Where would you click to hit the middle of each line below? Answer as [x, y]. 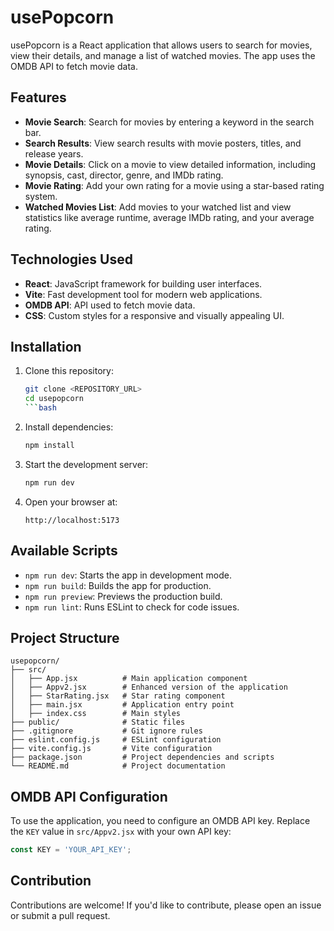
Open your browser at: [71, 502]
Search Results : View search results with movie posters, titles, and [163, 143]
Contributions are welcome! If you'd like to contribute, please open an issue [166, 905]
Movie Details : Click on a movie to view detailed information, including [170, 164]
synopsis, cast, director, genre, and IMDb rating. [124, 175]
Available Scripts [64, 551]
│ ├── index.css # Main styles [96, 714]
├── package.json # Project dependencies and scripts [142, 757]
